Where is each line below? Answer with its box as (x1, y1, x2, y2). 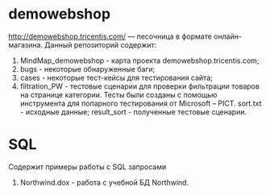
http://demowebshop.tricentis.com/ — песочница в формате (8, 31, 212, 41)
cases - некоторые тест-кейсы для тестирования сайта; (19, 73, 214, 82)
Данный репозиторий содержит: (44, 39, 157, 49)
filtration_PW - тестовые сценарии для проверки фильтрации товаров (19, 81, 260, 91)
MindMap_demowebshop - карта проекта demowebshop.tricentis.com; (19, 56, 260, 65)
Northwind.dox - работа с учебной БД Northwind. (19, 177, 189, 187)
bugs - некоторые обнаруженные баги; (19, 64, 156, 73)
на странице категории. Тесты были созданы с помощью (19, 89, 218, 99)
